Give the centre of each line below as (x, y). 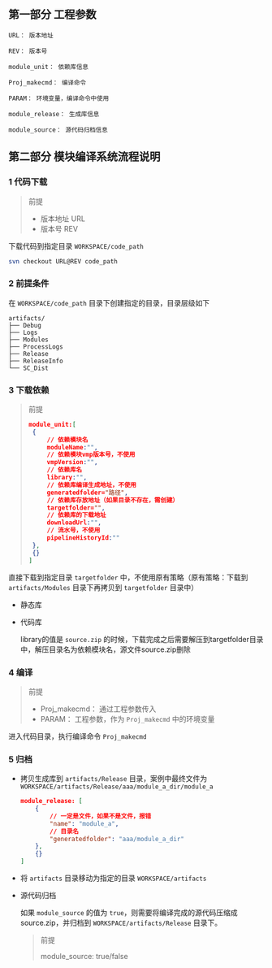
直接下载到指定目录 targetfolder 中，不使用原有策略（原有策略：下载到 (128, 577)
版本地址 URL (63, 219)
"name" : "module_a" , (84, 823)
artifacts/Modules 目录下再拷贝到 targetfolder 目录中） (104, 587)
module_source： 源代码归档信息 (58, 130)
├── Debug (25, 325)
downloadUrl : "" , (74, 523)
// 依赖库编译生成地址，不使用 (91, 485)
